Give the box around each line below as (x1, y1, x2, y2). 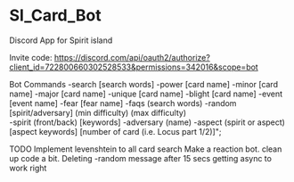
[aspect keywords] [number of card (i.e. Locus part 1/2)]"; (9, 126, 222, 136)
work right (9, 162, 47, 173)
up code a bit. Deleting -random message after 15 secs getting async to (9, 153, 272, 163)
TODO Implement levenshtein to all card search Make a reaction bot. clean (9, 144, 282, 154)
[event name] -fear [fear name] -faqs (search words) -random (9, 97, 237, 108)
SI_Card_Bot (9, 5, 102, 26)
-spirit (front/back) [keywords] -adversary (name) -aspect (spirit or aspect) (9, 117, 285, 128)
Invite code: (9, 52, 53, 62)
